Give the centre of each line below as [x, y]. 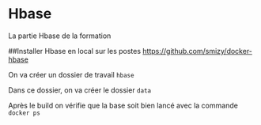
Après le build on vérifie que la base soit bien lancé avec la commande [123, 105]
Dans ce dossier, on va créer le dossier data [80, 90]
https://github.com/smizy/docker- [197, 51]
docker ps [25, 113]
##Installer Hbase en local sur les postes [74, 51]
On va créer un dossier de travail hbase [71, 74]
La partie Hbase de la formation [60, 36]
